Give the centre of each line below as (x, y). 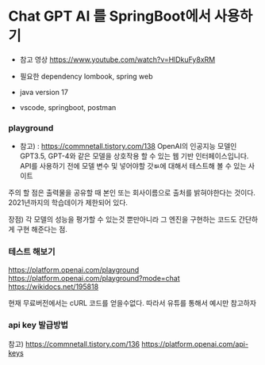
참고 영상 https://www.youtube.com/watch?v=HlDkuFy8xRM (117, 59)
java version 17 (44, 92)
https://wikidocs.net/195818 (54, 287)
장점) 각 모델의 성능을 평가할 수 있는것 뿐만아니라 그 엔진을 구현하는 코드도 (123, 219)
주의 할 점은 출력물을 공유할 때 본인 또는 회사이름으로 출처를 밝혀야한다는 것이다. (132, 193)
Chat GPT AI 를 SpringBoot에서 (110, 16)
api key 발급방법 (38, 325)
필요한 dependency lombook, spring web (86, 76)
